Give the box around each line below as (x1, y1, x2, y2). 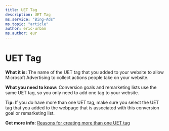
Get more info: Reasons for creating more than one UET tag (5, 119, 130, 126)
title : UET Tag (5, 7, 37, 13)
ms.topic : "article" (5, 21, 49, 27)
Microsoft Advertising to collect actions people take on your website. (5, 74, 149, 81)
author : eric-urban (5, 26, 47, 31)
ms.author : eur (5, 31, 37, 36)
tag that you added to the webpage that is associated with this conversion (5, 104, 159, 111)
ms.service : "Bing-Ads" (5, 17, 56, 22)
